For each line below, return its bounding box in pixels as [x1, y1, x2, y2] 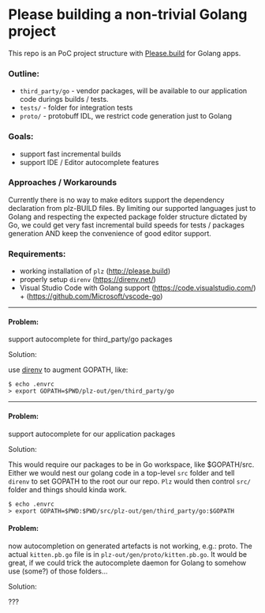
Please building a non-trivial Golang [8, 6, 248, 24]
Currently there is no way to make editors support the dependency [8, 195, 225, 205]
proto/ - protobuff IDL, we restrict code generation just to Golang [19, 111, 233, 121]
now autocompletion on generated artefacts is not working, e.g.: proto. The [8, 541, 252, 551]
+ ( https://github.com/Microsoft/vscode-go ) [19, 291, 163, 301]
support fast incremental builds [19, 149, 121, 159]
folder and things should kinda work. [8, 484, 128, 495]
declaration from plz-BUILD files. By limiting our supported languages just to [8, 203, 256, 212]
